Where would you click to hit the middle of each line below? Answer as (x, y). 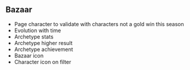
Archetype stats (34, 36)
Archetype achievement (43, 49)
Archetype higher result (43, 43)
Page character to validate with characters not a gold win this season (99, 24)
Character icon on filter (43, 62)
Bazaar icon (29, 55)
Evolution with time (38, 30)
